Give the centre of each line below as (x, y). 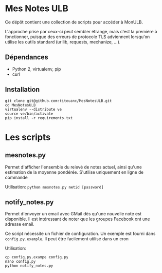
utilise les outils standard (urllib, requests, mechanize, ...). (63, 42)
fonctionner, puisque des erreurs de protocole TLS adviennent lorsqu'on (77, 37)
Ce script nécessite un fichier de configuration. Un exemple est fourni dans (80, 234)
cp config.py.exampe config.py (37, 257)
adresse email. (20, 224)
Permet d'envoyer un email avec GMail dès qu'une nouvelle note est (73, 214)
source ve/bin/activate (29, 114)
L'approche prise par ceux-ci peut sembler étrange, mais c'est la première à (81, 31)
